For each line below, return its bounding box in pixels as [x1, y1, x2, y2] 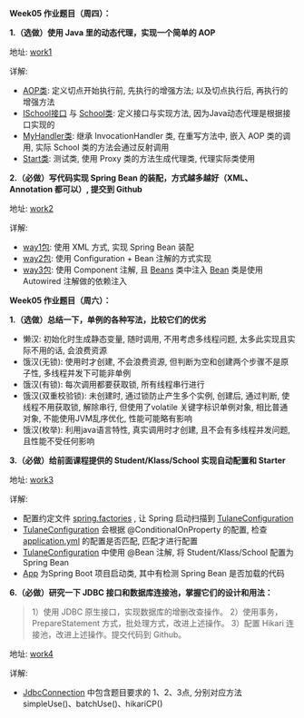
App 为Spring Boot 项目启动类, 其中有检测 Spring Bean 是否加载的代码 [22, 568, 285, 578]
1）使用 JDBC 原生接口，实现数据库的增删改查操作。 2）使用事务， [31, 606, 283, 617]
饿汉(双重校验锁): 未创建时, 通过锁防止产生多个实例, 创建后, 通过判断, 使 [22, 390, 290, 401]
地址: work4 [9, 648, 54, 659]
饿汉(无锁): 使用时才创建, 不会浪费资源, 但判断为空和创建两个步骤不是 [22, 357, 281, 367]
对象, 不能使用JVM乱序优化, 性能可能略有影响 [22, 413, 193, 424]
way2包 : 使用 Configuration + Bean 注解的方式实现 [22, 253, 212, 263]
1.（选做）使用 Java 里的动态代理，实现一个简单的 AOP [9, 27, 216, 38]
